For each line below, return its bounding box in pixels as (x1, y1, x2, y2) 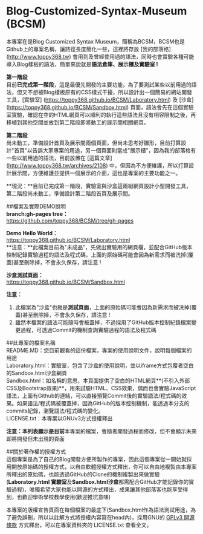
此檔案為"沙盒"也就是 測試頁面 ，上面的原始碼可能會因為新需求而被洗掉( (14, 304, 192, 311)
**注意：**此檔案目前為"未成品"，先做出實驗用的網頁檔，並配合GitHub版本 (6, 243, 193, 250)
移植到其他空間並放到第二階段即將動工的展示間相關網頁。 (6, 119, 149, 126)
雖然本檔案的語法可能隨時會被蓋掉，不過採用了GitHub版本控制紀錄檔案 (14, 319, 192, 326)
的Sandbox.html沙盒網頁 (6, 369, 68, 376)
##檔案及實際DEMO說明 (6, 203, 66, 210)
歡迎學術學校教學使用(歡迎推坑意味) (22, 493, 111, 500)
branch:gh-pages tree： (6, 210, 68, 217)
